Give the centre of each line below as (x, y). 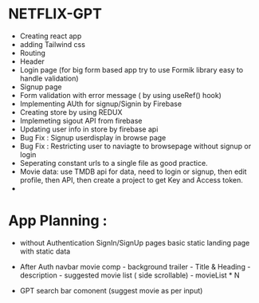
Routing (33, 53)
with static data (45, 251)
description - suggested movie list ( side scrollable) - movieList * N (130, 275)
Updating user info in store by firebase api (89, 129)
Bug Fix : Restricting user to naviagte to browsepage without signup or (135, 146)
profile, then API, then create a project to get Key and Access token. (131, 179)
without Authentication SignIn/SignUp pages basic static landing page (135, 242)
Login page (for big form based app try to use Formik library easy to (131, 69)
